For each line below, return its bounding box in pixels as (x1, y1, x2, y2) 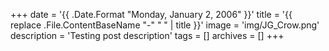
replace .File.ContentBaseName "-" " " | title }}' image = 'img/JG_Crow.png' (10, 19, 320, 31)
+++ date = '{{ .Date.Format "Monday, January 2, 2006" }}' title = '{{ (10, 9, 293, 20)
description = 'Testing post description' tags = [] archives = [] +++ (10, 30, 285, 41)
